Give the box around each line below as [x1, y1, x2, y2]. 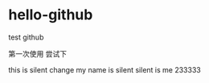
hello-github [8, 6, 93, 24]
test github [8, 32, 44, 42]
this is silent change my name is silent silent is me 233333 [8, 64, 201, 74]
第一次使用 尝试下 [8, 48, 67, 58]
